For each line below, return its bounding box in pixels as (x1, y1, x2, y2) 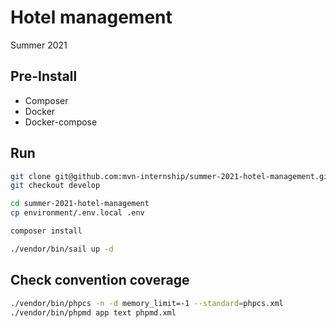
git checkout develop (10, 181, 101, 191)
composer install (10, 226, 83, 236)
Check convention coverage (10, 272, 190, 289)
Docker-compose (24, 116, 98, 128)
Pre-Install (10, 68, 78, 85)
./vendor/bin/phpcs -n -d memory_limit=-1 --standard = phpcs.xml (10, 298, 284, 308)
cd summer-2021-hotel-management (10, 199, 150, 209)
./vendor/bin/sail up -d (10, 244, 114, 254)
